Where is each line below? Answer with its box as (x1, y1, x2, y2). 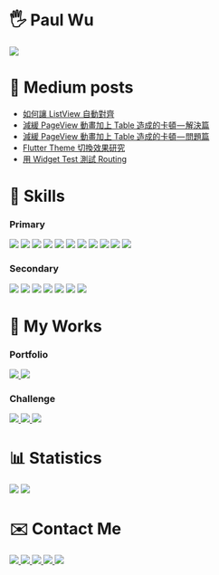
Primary (9, 217, 45, 230)
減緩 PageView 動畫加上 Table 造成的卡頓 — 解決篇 (22, 120, 210, 130)
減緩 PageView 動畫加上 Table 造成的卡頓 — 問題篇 (22, 130, 210, 141)
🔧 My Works (9, 316, 102, 336)
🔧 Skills (9, 186, 66, 206)
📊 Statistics (9, 447, 102, 468)
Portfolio (9, 348, 49, 360)
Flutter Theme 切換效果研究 (22, 142, 125, 153)
